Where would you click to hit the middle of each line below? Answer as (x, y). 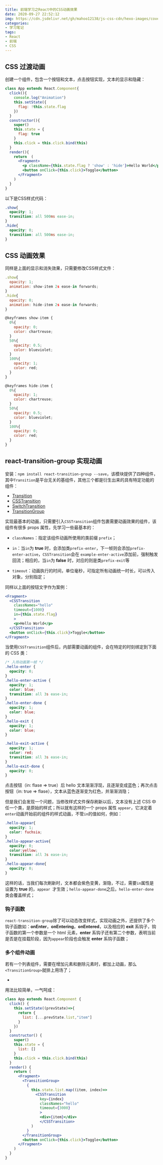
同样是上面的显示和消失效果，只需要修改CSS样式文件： (60, 268)
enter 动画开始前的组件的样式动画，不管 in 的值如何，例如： (64, 814)
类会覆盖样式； (20, 895)
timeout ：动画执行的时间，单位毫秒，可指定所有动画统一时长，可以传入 (83, 570)
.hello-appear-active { (28, 841)
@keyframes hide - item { (29, 386)
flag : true (29, 134)
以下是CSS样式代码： (26, 198)
